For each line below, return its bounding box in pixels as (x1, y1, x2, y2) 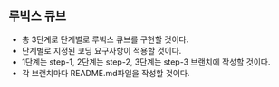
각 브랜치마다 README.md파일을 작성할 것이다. (21, 67, 190, 78)
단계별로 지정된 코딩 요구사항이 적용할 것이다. (21, 45, 182, 56)
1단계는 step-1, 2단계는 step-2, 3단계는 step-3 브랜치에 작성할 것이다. (21, 57, 271, 67)
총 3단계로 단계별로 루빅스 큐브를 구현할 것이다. (21, 34, 189, 45)
